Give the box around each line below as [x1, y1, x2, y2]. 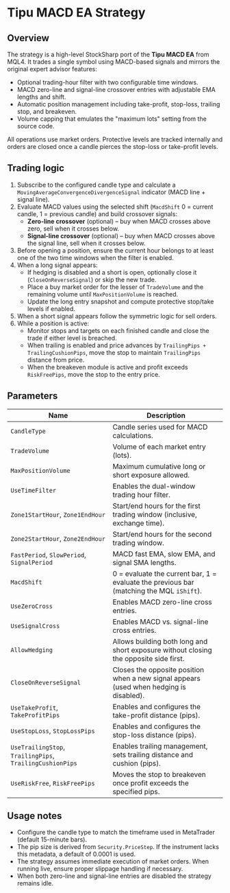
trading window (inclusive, [112, 509, 197, 519]
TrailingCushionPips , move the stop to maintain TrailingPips [27, 348, 201, 356]
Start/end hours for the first [112, 501, 201, 511]
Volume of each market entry [112, 441, 207, 451]
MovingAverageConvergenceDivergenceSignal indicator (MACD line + [16, 187, 206, 196]
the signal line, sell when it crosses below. [27, 239, 146, 247]
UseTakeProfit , [10, 702, 58, 712]
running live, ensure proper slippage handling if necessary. [16, 865, 183, 873]
